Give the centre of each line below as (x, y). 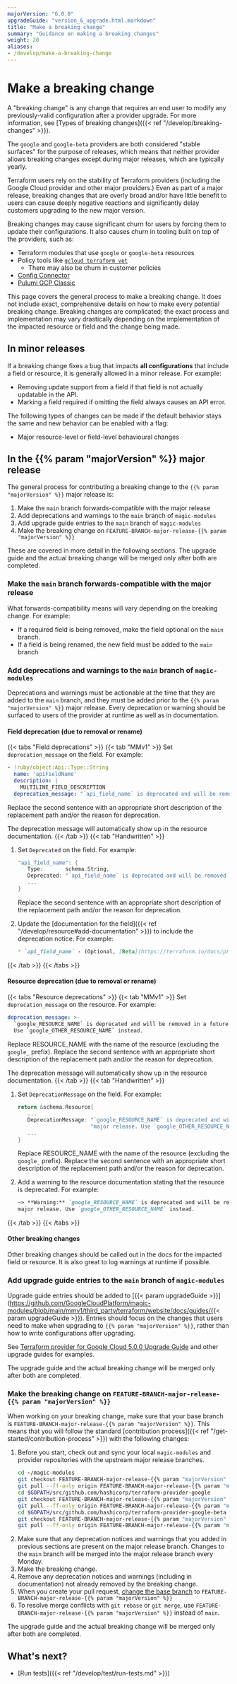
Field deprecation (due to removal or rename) (75, 731)
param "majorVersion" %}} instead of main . (158, 1613)
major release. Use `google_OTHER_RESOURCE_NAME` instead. (106, 1209)
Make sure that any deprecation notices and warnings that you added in (122, 1539)
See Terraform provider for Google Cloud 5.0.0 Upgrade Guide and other (113, 1347)
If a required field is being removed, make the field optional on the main (120, 629)
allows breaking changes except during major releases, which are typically (116, 159)
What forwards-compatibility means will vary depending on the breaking (113, 608)
